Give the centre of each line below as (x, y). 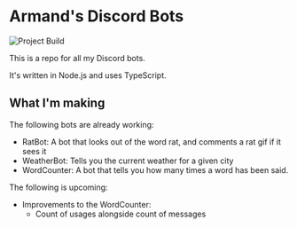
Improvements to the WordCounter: (86, 204)
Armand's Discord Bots (97, 16)
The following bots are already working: (82, 124)
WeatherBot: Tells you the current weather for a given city (128, 161)
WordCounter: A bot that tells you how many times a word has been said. (155, 169)
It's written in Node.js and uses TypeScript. (88, 75)
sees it (34, 151)
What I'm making (57, 103)
